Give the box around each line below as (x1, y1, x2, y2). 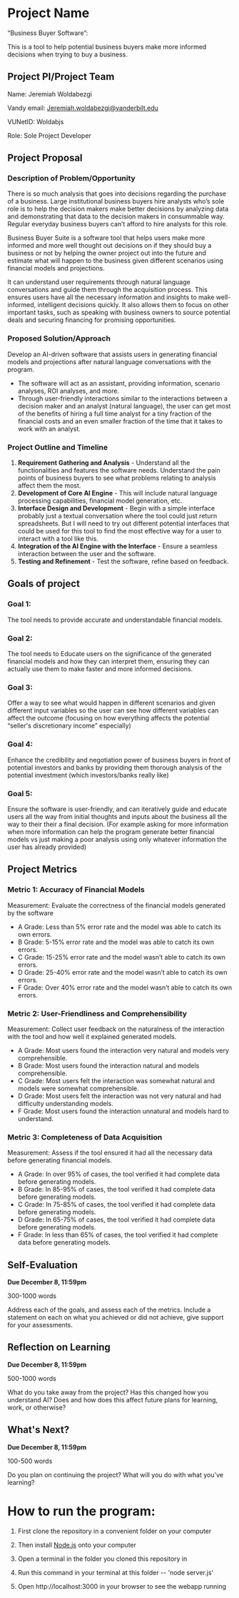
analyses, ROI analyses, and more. (17, 386, 120, 395)
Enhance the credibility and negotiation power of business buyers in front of (7, 755, 231, 764)
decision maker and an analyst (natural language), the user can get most (17, 401, 231, 410)
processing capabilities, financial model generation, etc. (17, 496, 183, 505)
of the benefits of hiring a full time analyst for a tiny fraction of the (17, 409, 212, 418)
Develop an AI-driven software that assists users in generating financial (7, 350, 218, 358)
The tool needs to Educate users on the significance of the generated (7, 650, 212, 658)
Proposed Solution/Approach (7, 333, 111, 343)
